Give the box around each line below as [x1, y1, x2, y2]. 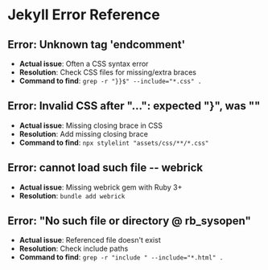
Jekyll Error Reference [7, 6, 160, 24]
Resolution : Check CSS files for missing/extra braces [19, 67, 196, 77]
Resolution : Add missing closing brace [19, 129, 148, 138]
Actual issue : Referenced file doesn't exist [19, 235, 162, 245]
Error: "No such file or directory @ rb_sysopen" [7, 215, 251, 228]
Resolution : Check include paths [19, 243, 129, 254]
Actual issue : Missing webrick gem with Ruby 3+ [19, 182, 183, 192]
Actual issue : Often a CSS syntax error [19, 59, 149, 68]
